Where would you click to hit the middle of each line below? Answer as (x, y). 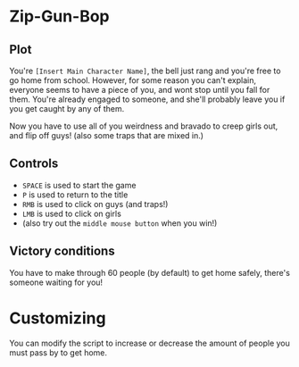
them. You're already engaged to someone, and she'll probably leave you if (147, 99)
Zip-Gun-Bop (59, 17)
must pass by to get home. (58, 352)
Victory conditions (62, 251)
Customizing (58, 318)
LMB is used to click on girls (72, 213)
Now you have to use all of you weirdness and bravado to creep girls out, (144, 126)
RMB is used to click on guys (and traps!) (95, 204)
